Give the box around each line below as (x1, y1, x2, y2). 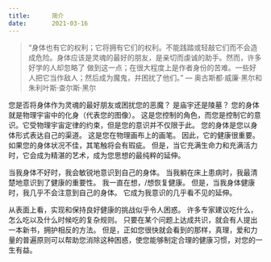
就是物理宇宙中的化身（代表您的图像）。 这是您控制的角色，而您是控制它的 (8, 110, 254, 119)
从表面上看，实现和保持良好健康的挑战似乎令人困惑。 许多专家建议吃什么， (8, 205, 258, 214)
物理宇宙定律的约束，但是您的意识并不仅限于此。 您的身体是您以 (35, 120, 251, 130)
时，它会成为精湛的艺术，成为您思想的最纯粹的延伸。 (8, 150, 186, 160)
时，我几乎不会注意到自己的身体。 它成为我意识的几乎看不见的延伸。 (8, 187, 236, 198)
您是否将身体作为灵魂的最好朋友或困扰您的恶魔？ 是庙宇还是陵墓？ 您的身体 (8, 100, 260, 110)
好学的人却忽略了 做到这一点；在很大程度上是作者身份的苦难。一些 (27, 62, 250, 73)
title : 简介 (8, 11, 65, 20)
